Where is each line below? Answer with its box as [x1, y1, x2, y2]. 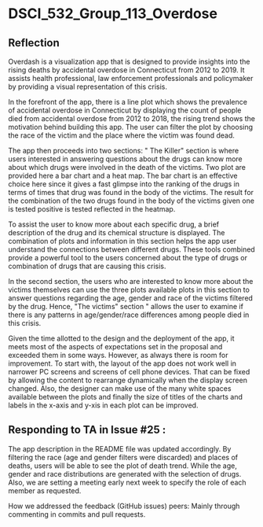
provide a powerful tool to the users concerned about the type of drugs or [8, 253, 247, 262]
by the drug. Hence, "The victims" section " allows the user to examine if [8, 302, 243, 311]
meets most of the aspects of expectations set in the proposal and [8, 342, 223, 351]
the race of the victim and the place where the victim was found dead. [8, 131, 236, 140]
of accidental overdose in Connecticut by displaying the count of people [8, 105, 242, 115]
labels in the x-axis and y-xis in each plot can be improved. [8, 400, 199, 410]
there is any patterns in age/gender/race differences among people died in [8, 310, 250, 319]
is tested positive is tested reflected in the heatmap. [8, 205, 176, 213]
